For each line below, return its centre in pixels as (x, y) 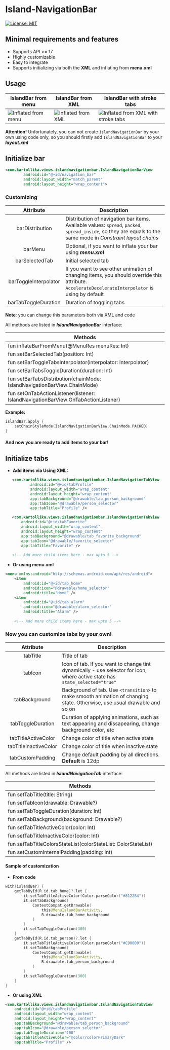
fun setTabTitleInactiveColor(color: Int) (54, 836)
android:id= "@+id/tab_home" (53, 583)
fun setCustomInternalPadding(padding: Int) (60, 852)
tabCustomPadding (32, 758)
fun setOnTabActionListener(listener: (51, 393)
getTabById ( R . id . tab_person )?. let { (53, 938)
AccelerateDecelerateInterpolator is (110, 288)
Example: (15, 412)
